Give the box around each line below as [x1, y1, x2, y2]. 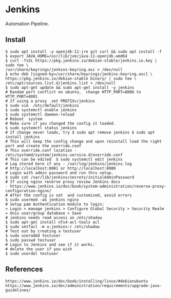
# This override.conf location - [5, 148, 77, 153]
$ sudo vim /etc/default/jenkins [5, 103, 80, 108]
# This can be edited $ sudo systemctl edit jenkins [5, 156, 123, 162]
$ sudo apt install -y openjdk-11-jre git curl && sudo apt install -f [5, 49, 162, 54]
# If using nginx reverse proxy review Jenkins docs [5, 179, 121, 184]
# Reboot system [5, 116, 43, 122]
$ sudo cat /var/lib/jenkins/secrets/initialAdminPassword [5, 174, 135, 180]
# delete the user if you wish [5, 246, 72, 252]
